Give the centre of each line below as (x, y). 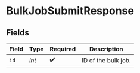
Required (63, 49)
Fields (18, 33)
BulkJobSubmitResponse (70, 11)
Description (106, 49)
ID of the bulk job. (106, 60)
